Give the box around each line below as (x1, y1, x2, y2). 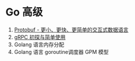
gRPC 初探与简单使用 (14, 33, 66, 40)
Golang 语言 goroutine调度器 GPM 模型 (14, 48, 109, 55)
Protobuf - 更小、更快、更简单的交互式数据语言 (14, 26, 129, 33)
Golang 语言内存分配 (14, 41, 64, 48)
